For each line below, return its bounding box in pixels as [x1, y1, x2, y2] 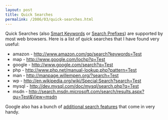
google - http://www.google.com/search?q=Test [12, 62, 114, 68]
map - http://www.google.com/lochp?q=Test [12, 56, 105, 63]
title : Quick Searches [5, 12, 53, 17]
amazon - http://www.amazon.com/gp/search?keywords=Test [12, 51, 142, 57]
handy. [5, 109, 20, 115]
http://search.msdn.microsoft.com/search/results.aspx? [28, 89, 145, 95]
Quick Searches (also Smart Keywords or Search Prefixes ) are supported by [5, 31, 163, 37]
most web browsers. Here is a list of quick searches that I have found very [5, 36, 160, 42]
